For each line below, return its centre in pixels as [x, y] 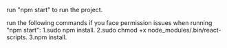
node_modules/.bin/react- [184, 30]
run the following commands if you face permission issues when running [109, 23]
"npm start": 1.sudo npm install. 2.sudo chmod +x [76, 30]
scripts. [17, 37]
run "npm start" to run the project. [55, 10]
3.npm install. [48, 37]
